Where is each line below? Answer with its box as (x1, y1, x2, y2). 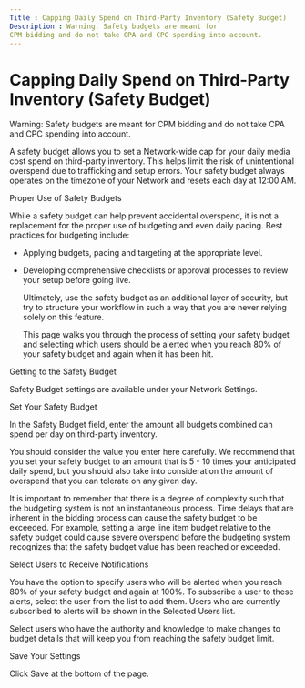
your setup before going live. (22, 275, 131, 286)
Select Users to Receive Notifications (9, 559, 149, 570)
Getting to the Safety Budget (9, 366, 117, 378)
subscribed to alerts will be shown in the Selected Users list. (9, 606, 236, 617)
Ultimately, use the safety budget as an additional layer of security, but (22, 292, 289, 303)
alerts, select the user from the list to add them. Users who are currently (9, 596, 280, 607)
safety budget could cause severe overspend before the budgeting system (9, 531, 290, 542)
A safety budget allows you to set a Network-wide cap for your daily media (9, 147, 290, 157)
